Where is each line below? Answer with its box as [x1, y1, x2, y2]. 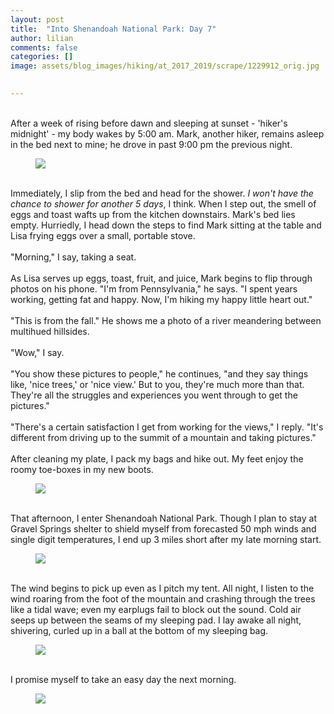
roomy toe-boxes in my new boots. [10, 463, 154, 475]
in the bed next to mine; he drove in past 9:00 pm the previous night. [10, 138, 293, 150]
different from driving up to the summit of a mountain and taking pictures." [10, 431, 317, 443]
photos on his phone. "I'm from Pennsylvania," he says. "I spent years [10, 282, 298, 295]
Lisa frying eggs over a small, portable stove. [10, 229, 196, 241]
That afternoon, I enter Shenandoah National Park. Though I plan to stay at [10, 512, 318, 524]
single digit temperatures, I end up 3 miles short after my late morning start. [10, 533, 322, 545]
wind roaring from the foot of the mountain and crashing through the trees [10, 592, 316, 605]
